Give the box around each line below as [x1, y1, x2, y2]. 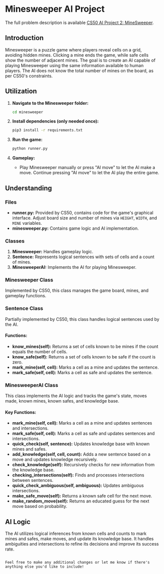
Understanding [5, 184, 52, 192]
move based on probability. [12, 503, 68, 509]
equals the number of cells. [12, 349, 68, 355]
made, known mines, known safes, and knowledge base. [5, 398, 119, 404]
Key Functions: [5, 409, 37, 415]
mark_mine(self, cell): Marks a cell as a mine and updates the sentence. [12, 364, 159, 370]
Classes [5, 238, 25, 244]
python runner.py [12, 146, 48, 151]
